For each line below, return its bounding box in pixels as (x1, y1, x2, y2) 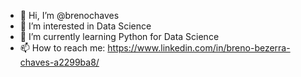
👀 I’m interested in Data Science (19, 20, 152, 32)
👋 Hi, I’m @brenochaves (19, 10, 120, 21)
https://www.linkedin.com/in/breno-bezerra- (107, 42, 291, 54)
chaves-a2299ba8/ (19, 56, 100, 68)
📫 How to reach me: (19, 42, 106, 54)
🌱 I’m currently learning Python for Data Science (19, 31, 220, 42)
